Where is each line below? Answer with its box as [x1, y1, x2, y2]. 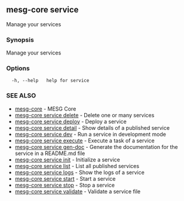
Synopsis [6, 35, 34, 44]
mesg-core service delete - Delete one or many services [14, 111, 155, 118]
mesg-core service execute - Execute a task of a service [14, 137, 155, 144]
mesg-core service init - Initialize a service [14, 156, 121, 163]
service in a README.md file [14, 150, 85, 157]
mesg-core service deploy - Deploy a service [14, 118, 127, 125]
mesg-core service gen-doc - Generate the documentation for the [14, 143, 178, 150]
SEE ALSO [6, 92, 36, 100]
